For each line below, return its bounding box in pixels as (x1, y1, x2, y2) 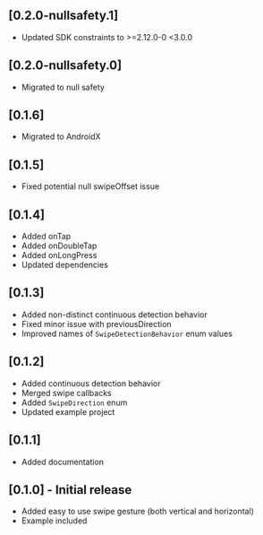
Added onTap (21, 231, 72, 242)
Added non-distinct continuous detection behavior (21, 309, 208, 320)
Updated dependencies (21, 260, 109, 271)
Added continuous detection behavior (21, 377, 161, 389)
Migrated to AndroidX (21, 131, 101, 142)
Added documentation (21, 456, 105, 467)
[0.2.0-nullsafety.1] (8, 8, 119, 23)
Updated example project (21, 406, 115, 417)
